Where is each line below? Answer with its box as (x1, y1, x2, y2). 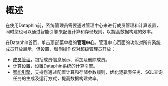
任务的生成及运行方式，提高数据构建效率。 (12, 75, 101, 81)
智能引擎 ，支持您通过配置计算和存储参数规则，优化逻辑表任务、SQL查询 (12, 69, 163, 75)
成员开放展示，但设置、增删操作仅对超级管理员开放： (5, 46, 116, 52)
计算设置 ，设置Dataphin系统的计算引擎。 (12, 63, 98, 69)
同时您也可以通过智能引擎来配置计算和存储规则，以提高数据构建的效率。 (5, 28, 155, 34)
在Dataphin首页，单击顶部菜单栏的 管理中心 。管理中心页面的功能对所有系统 (5, 39, 161, 46)
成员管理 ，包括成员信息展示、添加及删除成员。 (12, 56, 110, 62)
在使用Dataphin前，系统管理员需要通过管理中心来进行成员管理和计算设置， (5, 22, 161, 28)
